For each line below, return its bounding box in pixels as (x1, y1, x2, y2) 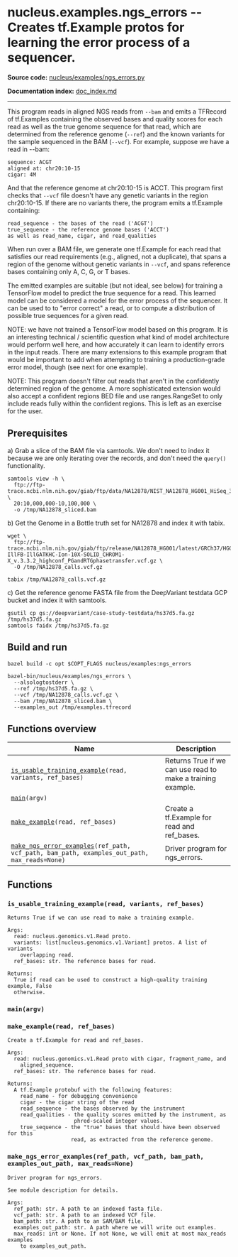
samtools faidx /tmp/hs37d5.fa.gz (7, 622, 110, 629)
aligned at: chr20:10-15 (7, 165, 81, 172)
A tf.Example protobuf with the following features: (13, 1087, 173, 1094)
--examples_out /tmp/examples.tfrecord (13, 704, 132, 711)
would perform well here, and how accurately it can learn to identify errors (7, 340, 225, 349)
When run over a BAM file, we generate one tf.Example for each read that (7, 244, 222, 253)
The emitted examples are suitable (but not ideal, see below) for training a (7, 281, 223, 290)
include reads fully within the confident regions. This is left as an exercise (7, 399, 222, 408)
